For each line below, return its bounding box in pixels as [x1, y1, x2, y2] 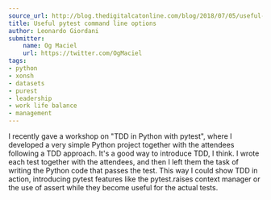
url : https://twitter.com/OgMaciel [23, 49, 143, 57]
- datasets [8, 79, 45, 87]
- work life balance [8, 102, 78, 110]
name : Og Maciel [23, 42, 78, 50]
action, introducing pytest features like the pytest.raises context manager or [8, 174, 261, 184]
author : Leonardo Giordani [8, 27, 99, 35]
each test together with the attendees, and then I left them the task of [8, 157, 240, 166]
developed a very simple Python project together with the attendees [8, 140, 235, 149]
